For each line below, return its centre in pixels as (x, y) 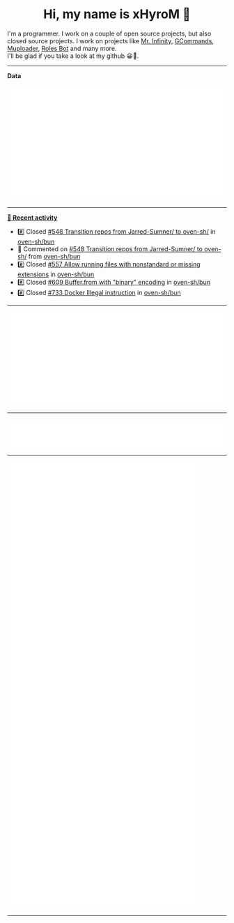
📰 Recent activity (32, 218)
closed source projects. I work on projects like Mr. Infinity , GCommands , (111, 40)
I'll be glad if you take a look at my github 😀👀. (73, 56)
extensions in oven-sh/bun (56, 274)
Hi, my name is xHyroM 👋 (117, 14)
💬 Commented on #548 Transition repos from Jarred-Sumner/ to (110, 249)
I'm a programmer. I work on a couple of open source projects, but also (109, 33)
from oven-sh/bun (54, 257)
